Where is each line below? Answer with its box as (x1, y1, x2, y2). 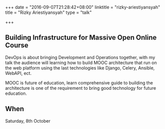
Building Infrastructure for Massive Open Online (5, 33, 157, 42)
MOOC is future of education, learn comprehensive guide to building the (5, 79, 153, 86)
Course (5, 41, 29, 50)
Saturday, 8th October (5, 118, 51, 124)
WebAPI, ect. (5, 70, 32, 76)
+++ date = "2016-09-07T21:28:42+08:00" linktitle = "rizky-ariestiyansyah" (5, 4, 161, 10)
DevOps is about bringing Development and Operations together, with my (5, 54, 156, 60)
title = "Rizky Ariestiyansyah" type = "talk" (5, 9, 92, 15)
